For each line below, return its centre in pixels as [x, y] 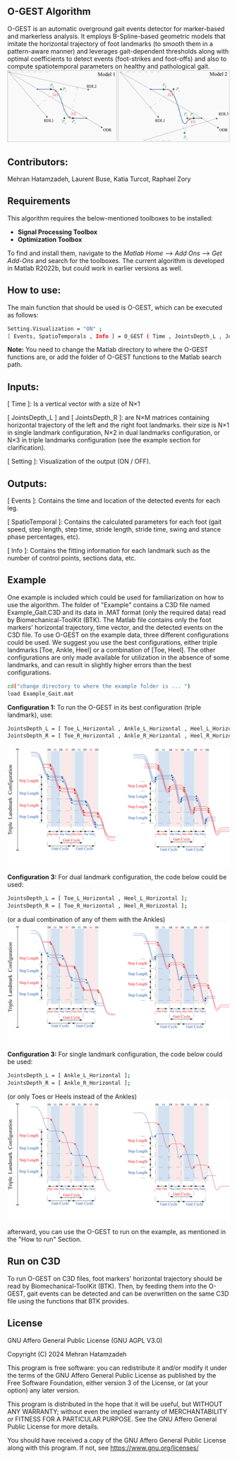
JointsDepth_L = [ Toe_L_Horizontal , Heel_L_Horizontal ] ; [98, 898]
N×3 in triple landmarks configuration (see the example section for [104, 440]
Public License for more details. [53, 1426]
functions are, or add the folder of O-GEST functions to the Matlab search [115, 357]
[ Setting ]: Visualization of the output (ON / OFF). [79, 462]
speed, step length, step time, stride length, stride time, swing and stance [114, 529]
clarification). [26, 447]
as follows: [23, 315]
